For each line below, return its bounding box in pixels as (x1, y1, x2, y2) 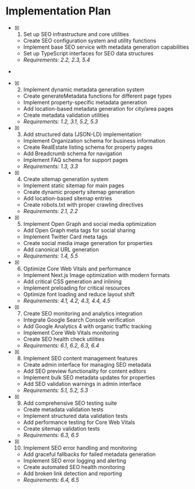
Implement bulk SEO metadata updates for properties (23, 373, 155, 381)
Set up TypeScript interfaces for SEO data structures (23, 49, 154, 57)
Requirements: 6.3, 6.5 (23, 431, 79, 438)
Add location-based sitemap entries (23, 195, 112, 202)
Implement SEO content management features (23, 354, 138, 362)
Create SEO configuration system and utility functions (23, 37, 157, 44)
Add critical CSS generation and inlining (23, 278, 122, 285)
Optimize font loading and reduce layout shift (23, 290, 135, 297)
